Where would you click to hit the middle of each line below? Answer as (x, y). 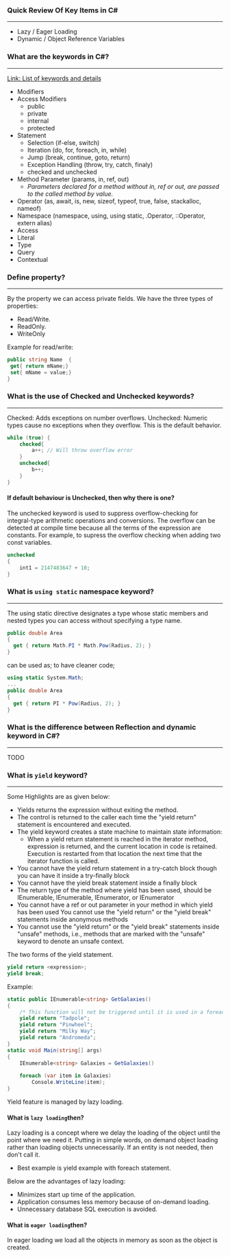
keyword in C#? (34, 736)
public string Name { (39, 359)
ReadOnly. (31, 326)
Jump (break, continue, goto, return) (79, 157)
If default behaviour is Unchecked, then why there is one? (91, 498)
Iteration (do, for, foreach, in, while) (77, 150)
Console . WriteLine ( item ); (69, 1083)
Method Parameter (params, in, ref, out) (73, 179)
